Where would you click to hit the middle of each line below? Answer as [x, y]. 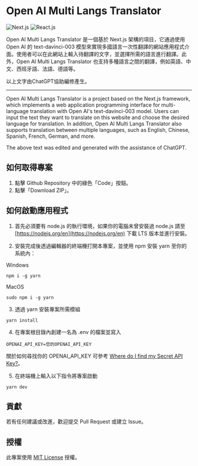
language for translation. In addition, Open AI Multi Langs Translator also [94, 123]
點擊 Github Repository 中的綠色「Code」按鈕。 [73, 183]
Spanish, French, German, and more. [51, 136]
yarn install [22, 320]
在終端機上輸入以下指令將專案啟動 [56, 376]
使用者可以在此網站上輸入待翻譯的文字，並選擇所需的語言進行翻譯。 [99, 54]
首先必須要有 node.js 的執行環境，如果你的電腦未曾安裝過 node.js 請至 [100, 226]
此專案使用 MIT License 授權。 [43, 457]
